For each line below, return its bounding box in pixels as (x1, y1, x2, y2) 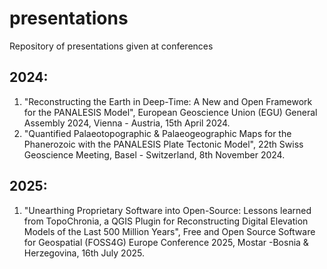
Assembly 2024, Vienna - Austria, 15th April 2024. (23, 117, 231, 129)
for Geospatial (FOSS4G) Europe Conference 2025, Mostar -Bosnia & (23, 236, 309, 248)
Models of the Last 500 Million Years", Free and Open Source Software (23, 225, 316, 237)
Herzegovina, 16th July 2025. (23, 247, 145, 259)
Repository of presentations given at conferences (9, 40, 214, 52)
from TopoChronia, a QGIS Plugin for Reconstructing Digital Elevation (23, 215, 309, 227)
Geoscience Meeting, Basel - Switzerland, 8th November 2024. (23, 148, 286, 161)
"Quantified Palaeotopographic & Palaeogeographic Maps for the (23, 127, 292, 139)
